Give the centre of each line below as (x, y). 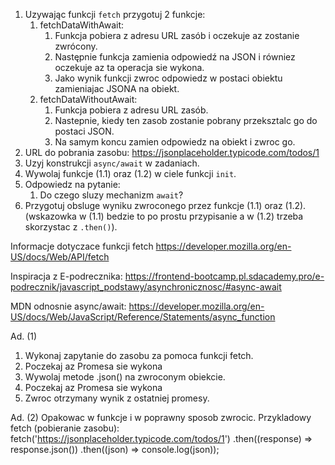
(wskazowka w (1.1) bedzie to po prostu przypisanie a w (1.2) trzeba (164, 216)
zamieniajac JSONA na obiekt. (117, 88)
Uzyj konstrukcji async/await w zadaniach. (112, 163)
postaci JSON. (84, 131)
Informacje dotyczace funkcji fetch (82, 246)
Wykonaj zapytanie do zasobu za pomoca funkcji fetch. (139, 355)
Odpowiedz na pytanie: (72, 184)
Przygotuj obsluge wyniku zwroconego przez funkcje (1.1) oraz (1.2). (165, 205)
